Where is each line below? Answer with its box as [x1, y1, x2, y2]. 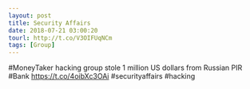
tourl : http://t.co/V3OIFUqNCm [8, 33, 113, 42]
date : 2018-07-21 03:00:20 [8, 26, 98, 34]
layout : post [8, 11, 52, 20]
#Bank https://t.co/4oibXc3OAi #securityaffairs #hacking [8, 72, 196, 81]
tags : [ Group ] [8, 41, 56, 49]
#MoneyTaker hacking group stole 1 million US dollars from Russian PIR [8, 63, 243, 72]
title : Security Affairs [8, 19, 91, 27]
